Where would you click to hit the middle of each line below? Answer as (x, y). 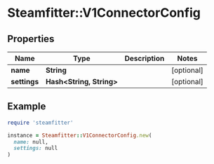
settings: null (36, 149)
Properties (31, 39)
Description (145, 59)
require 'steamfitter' (40, 123)
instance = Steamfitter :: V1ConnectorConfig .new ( (80, 135)
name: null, (31, 142)
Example (27, 107)
